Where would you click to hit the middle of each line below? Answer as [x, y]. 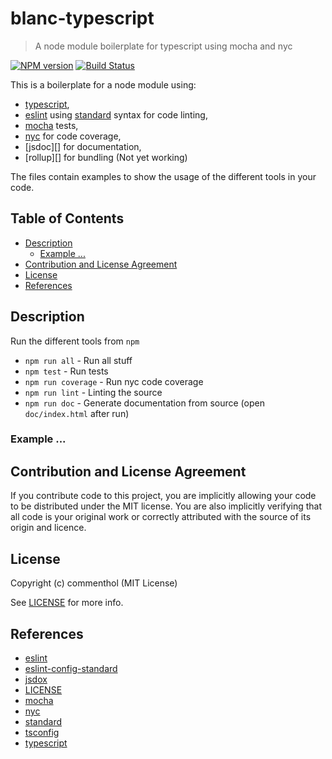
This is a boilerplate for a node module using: [103, 84]
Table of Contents [67, 218]
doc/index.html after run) [77, 413]
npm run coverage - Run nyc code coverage [114, 381]
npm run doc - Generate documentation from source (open [144, 403]
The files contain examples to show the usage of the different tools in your [163, 176]
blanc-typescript [82, 18]
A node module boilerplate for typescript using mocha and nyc [163, 46]
